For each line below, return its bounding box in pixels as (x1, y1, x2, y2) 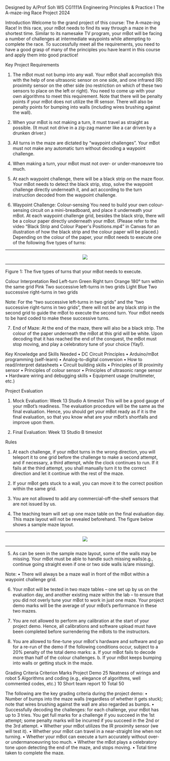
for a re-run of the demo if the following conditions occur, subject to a (12, 644, 158, 650)
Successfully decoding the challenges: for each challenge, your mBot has (5, 707, 159, 713)
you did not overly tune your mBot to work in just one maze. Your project (12, 597, 164, 603)
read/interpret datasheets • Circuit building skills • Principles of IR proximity (5, 362, 163, 368)
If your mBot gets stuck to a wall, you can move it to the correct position (12, 480, 163, 486)
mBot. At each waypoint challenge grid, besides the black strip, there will (12, 213, 165, 218)
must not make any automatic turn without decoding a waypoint (12, 145, 146, 151)
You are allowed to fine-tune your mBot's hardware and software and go (12, 639, 163, 644)
